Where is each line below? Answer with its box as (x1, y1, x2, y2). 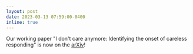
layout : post (6, 8, 38, 15)
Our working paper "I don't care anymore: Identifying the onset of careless (6, 35, 187, 42)
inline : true (6, 19, 38, 25)
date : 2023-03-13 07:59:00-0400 (6, 14, 85, 20)
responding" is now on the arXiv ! (6, 41, 86, 48)
